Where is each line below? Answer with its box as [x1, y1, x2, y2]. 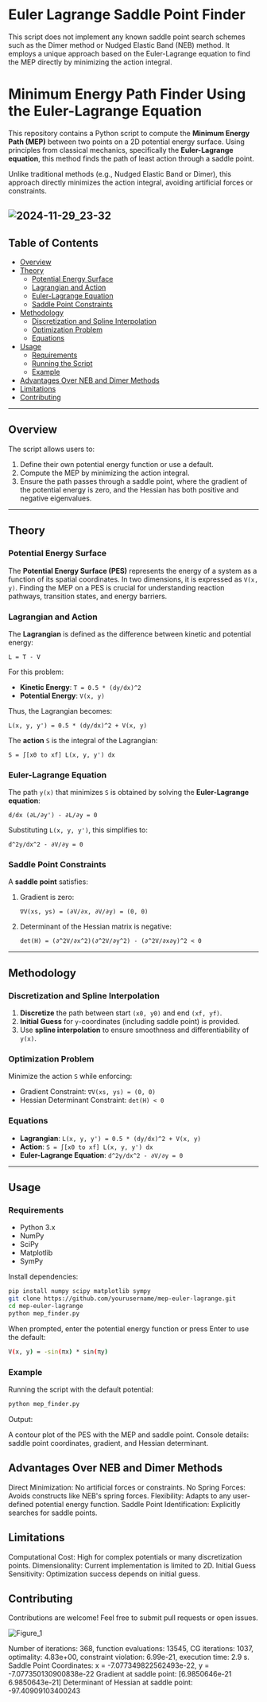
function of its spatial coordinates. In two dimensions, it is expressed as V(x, [8, 574, 258, 584]
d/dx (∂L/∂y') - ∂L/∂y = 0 [8, 812, 98, 820]
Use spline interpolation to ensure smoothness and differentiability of [19, 1025, 250, 1035]
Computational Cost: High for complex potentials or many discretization [8, 1552, 242, 1561]
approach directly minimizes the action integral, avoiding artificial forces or [8, 177, 253, 187]
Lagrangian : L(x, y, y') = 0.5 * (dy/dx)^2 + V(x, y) [19, 1133, 201, 1143]
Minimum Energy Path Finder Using [8, 85, 246, 103]
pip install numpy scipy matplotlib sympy [8, 1287, 151, 1295]
